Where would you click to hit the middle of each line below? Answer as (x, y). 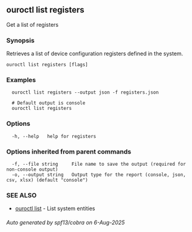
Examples (21, 80)
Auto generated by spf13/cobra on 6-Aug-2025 (66, 222)
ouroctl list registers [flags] (47, 65)
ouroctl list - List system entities (55, 208)
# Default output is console (49, 103)
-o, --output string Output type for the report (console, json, (99, 175)
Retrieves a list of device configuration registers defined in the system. (95, 53)
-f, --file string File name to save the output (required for (99, 164)
